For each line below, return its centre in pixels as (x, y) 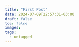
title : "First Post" (27, 10)
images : (13, 28)
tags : (11, 32)
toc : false (16, 23)
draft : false (19, 19)
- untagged (21, 37)
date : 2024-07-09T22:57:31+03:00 (40, 14)
